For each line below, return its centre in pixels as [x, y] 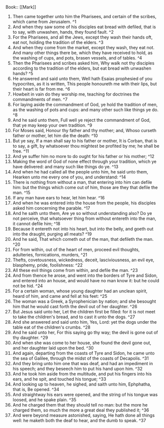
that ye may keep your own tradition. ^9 [52, 125]
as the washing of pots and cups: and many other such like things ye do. [85, 110]
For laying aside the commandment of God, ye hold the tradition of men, [85, 105]
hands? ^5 [23, 73]
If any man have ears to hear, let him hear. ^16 [59, 198]
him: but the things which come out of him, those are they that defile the [85, 187]
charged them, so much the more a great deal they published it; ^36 [81, 410]
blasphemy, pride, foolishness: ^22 [48, 265]
